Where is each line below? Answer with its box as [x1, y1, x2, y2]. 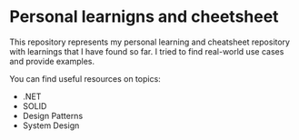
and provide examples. [9, 55, 95, 66]
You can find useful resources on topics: [9, 73, 161, 84]
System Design [22, 120, 80, 131]
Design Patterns [22, 110, 84, 121]
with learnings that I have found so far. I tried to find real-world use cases [9, 45, 284, 56]
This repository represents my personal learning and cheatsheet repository [9, 36, 291, 47]
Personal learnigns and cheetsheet [9, 6, 279, 27]
